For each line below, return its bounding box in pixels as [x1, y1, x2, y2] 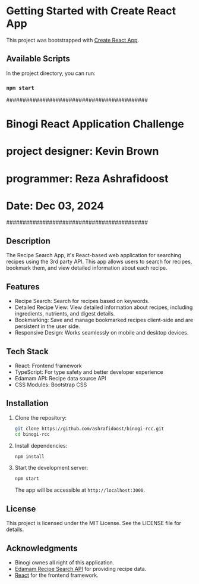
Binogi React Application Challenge [6, 117, 184, 131]
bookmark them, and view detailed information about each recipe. [6, 264, 168, 271]
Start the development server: [14, 464, 89, 471]
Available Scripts [6, 54, 70, 64]
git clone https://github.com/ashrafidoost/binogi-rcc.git [14, 426, 165, 432]
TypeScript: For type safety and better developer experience [14, 368, 163, 376]
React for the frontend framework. [14, 571, 99, 579]
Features [6, 282, 40, 292]
